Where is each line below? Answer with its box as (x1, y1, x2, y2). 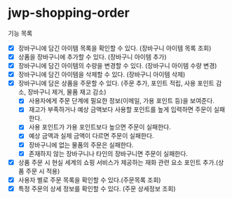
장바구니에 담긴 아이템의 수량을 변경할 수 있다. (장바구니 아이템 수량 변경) (18, 62, 217, 70)
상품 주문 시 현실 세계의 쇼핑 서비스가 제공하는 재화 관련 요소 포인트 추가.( (18, 158, 219, 166)
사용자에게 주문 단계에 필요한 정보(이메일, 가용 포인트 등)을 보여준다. (28, 97, 214, 105)
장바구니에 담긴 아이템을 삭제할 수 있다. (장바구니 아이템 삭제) (18, 70, 186, 78)
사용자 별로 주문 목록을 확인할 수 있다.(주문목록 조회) (18, 175, 161, 184)
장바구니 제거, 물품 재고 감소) (27, 88, 107, 96)
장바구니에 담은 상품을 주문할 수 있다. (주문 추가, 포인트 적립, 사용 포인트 (18, 79, 214, 88)
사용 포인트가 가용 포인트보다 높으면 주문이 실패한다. (28, 123, 171, 131)
